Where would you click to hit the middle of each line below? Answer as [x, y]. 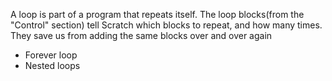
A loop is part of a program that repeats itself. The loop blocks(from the [157, 14]
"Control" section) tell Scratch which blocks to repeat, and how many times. [166, 25]
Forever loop [51, 55]
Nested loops [52, 65]
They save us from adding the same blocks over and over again [141, 35]
